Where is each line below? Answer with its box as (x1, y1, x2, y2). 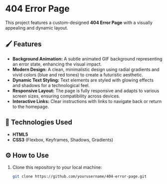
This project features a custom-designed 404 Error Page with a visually (5, 19, 153, 25)
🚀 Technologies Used (5, 118, 72, 126)
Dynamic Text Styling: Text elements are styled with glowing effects (12, 77, 154, 83)
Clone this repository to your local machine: (12, 164, 102, 170)
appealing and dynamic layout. (5, 24, 68, 30)
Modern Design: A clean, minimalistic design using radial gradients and (12, 66, 160, 72)
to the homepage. (12, 103, 49, 109)
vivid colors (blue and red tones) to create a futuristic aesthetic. (12, 71, 144, 77)
